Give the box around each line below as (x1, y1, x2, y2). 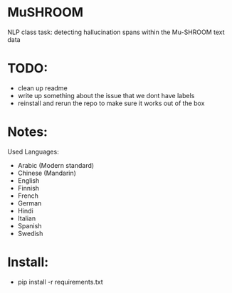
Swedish (17, 229, 43, 238)
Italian (17, 214, 36, 223)
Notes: (7, 124, 48, 140)
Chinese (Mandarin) (17, 169, 77, 177)
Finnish (17, 183, 40, 192)
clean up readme (17, 83, 68, 92)
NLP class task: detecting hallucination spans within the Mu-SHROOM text (7, 28, 226, 36)
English (17, 176, 40, 185)
